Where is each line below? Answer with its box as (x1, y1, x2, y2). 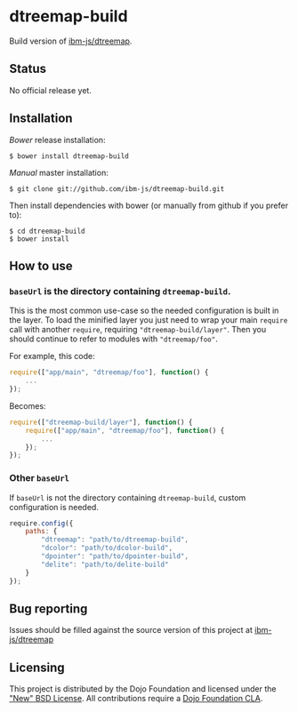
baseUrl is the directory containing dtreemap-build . (9, 284, 231, 297)
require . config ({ (9, 518, 74, 528)
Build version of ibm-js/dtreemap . (9, 36, 133, 46)
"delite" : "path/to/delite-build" (41, 560, 169, 569)
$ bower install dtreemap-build (9, 151, 129, 161)
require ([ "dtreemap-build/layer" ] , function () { (9, 418, 193, 427)
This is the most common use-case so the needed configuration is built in (9, 305, 279, 316)
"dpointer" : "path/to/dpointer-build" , (41, 552, 189, 561)
